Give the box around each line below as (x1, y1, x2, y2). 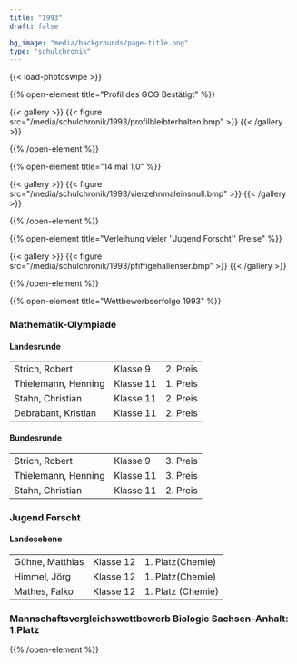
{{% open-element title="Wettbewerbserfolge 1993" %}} (9, 296, 222, 307)
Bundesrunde (9, 432, 62, 443)
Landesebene (9, 533, 63, 545)
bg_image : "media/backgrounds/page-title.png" (9, 38, 189, 47)
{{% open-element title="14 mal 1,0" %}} (9, 161, 162, 173)
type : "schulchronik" (9, 46, 92, 55)
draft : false (9, 22, 59, 31)
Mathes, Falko (14, 585, 74, 598)
